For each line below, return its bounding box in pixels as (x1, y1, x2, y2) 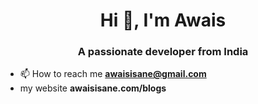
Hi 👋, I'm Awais (99, 9, 227, 32)
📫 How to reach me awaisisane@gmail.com (19, 68, 207, 80)
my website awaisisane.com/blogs (19, 82, 167, 94)
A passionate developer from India (77, 45, 249, 59)
